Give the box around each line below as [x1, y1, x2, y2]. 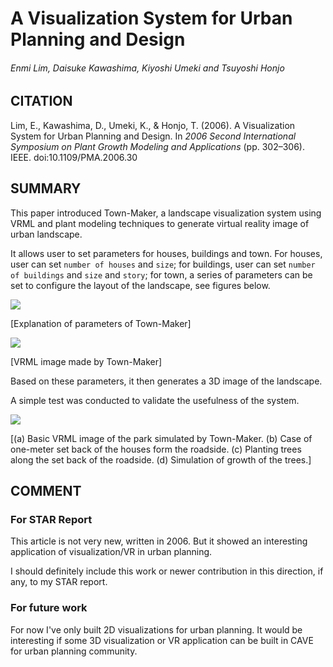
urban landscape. [10, 228, 83, 240]
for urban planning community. [10, 645, 138, 657]
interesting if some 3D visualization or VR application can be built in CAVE [10, 634, 314, 646]
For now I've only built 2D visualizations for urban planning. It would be [10, 623, 303, 636]
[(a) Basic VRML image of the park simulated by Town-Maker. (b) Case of [10, 432, 313, 444]
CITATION [10, 93, 73, 110]
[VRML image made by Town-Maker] [10, 355, 163, 367]
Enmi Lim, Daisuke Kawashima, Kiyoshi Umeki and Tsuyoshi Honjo [10, 62, 285, 74]
